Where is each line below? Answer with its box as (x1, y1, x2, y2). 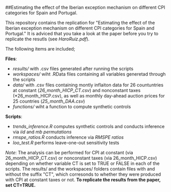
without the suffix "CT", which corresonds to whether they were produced (5, 171, 161, 177)
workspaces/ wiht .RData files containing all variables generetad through (12, 71, 166, 77)
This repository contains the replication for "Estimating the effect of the (5, 20, 155, 26)
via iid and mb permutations (12, 129, 72, 135)
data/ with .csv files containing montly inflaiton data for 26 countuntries (12, 82, 164, 88)
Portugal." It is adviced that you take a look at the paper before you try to (5, 31, 159, 36)
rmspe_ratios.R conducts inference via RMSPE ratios (12, 134, 124, 140)
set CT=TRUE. (5, 182, 36, 188)
